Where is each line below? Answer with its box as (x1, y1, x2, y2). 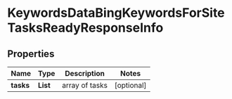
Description (64, 69, 105, 78)
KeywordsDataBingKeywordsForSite (7, 5, 225, 21)
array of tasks (62, 81, 108, 90)
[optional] (114, 81, 147, 90)
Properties (7, 48, 55, 60)
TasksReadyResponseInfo (7, 20, 164, 36)
